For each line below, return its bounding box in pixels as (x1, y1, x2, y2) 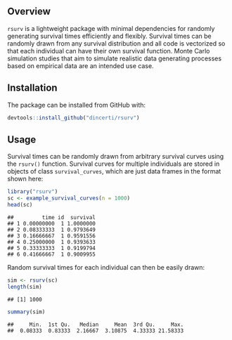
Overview (7, 6, 51, 18)
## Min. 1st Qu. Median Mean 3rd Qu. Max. (7, 321, 184, 328)
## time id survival (7, 214, 96, 221)
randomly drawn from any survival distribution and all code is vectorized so (7, 39, 226, 48)
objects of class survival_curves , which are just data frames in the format (7, 167, 221, 176)
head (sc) (7, 202, 33, 209)
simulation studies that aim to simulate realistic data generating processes (7, 54, 222, 63)
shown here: (7, 175, 44, 183)
